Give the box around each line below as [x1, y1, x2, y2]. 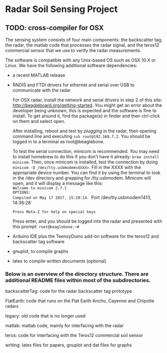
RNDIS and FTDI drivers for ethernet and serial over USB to [12, 82, 135, 88]
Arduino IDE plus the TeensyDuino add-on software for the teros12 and [12, 233, 159, 239]
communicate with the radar [12, 87, 71, 93]
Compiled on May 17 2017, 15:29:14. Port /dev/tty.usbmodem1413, [12, 195, 151, 200]
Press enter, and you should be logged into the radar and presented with [12, 218, 162, 224]
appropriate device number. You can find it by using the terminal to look [12, 169, 161, 175]
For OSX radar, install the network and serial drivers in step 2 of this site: [12, 97, 162, 103]
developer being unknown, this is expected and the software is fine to [12, 108, 157, 113]
